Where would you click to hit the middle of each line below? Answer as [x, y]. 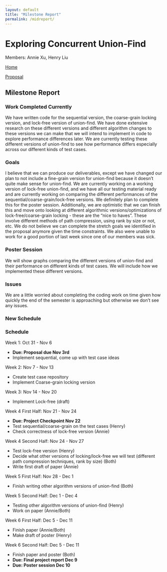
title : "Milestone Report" [33, 14]
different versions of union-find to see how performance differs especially [81, 144]
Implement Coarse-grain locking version [54, 382]
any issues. [17, 305]
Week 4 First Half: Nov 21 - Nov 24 [41, 411]
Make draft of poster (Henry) [42, 535]
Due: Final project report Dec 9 [45, 560]
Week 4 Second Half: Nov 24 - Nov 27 [45, 441]
